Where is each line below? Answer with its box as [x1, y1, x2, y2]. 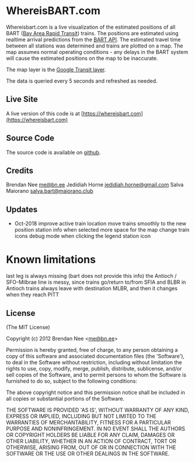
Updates [6, 204, 38, 215]
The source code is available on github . [6, 148, 101, 156]
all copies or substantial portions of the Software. [6, 395, 124, 402]
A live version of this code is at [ [6, 110, 83, 117]
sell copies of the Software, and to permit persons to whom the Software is [6, 371, 187, 378]
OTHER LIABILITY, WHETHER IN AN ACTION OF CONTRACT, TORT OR [6, 437, 176, 444]
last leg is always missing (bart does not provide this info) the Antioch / [6, 273, 177, 280]
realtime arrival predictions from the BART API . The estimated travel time [6, 36, 181, 43]
